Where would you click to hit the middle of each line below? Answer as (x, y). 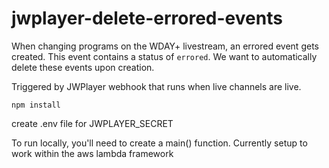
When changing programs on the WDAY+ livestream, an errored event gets (165, 46)
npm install (36, 105)
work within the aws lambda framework (92, 153)
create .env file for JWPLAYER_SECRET (92, 123)
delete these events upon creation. (83, 67)
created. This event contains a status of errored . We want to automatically (164, 56)
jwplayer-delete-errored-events (147, 18)
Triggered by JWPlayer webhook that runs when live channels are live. (156, 86)
